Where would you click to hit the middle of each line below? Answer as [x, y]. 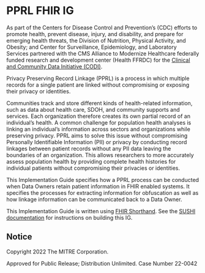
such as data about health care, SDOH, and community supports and [93, 109]
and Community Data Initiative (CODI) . [54, 66]
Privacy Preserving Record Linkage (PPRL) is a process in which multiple [98, 78]
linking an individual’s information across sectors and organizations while [99, 129]
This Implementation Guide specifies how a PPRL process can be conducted [103, 180]
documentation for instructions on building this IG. [69, 217]
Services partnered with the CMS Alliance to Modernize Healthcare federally [103, 53]
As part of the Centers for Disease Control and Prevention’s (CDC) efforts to [102, 27]
